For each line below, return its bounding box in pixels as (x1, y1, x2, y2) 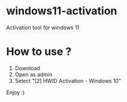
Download (14, 64, 41, 72)
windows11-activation (6, 4, 117, 18)
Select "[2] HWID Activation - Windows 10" (14, 77, 122, 84)
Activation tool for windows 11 (6, 24, 80, 31)
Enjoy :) (6, 88, 25, 96)
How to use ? (6, 45, 72, 58)
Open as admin (14, 70, 53, 78)
